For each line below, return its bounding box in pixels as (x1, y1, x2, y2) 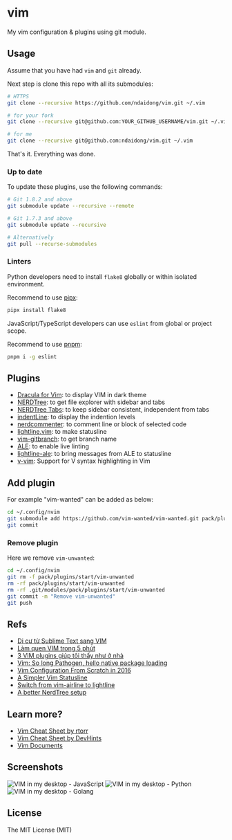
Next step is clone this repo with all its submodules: (7, 80, 153, 88)
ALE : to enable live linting (17, 442, 90, 450)
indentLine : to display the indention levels (17, 413, 136, 421)
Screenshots (7, 761, 64, 773)
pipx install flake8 (7, 307, 67, 313)
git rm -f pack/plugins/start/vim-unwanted (7, 574, 135, 581)
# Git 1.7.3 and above (7, 215, 72, 222)
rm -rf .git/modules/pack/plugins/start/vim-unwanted (7, 586, 166, 593)
